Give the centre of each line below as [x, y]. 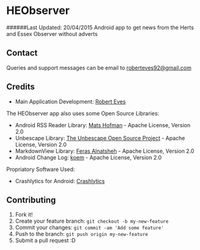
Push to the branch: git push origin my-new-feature [81, 234]
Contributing [31, 200]
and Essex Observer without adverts [52, 33]
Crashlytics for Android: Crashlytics [60, 181]
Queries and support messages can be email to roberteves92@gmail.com [99, 68]
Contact [22, 53]
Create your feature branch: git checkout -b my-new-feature [92, 221]
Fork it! [24, 215]
